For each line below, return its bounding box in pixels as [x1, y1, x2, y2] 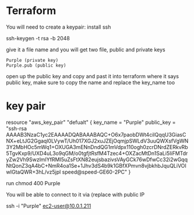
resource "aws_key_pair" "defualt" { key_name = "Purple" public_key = [6, 119, 176, 126]
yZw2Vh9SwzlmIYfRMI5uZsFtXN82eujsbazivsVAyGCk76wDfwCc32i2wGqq [6, 156, 188, 163]
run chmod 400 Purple [6, 179, 61, 186]
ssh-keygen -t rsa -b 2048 [6, 34, 70, 41]
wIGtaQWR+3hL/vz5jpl [6, 168, 61, 175]
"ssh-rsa [6, 124, 27, 132]
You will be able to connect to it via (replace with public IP [6, 191, 145, 198]
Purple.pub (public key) [6, 63, 66, 68]
